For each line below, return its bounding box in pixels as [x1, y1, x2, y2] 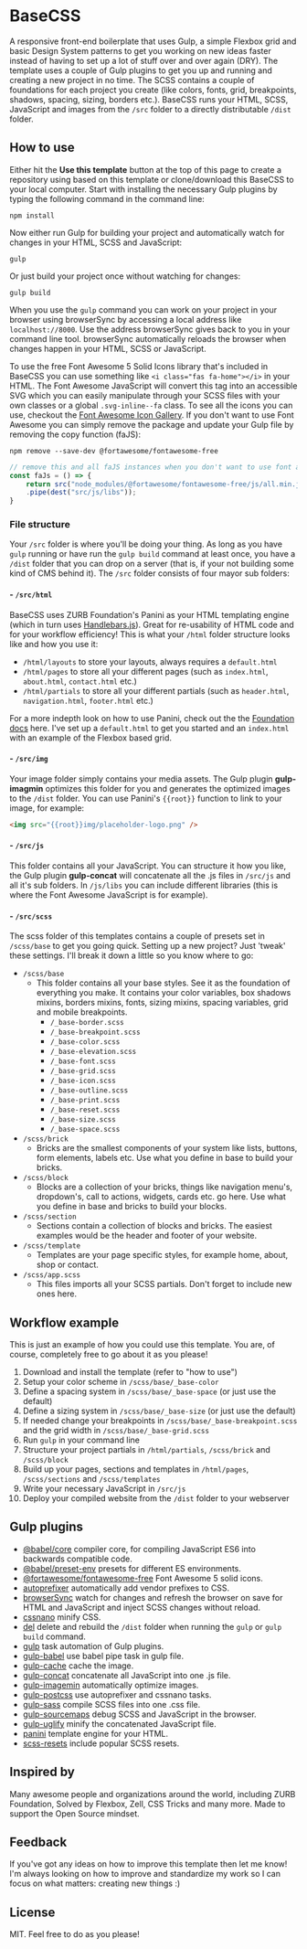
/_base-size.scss [49, 1115, 116, 1124]
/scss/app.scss [22, 1271, 81, 1280]
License [9, 1904, 56, 1920]
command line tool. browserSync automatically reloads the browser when [9, 333, 287, 344]
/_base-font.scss [49, 1057, 116, 1066]
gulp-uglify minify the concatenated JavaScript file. [22, 1718, 217, 1729]
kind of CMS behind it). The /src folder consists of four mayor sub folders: [9, 568, 290, 579]
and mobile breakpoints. [36, 1006, 128, 1017]
